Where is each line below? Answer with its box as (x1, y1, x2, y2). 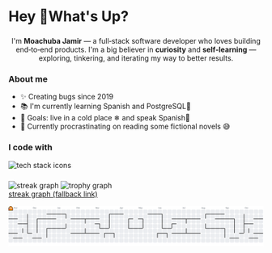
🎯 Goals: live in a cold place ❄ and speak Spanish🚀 (19, 113, 190, 123)
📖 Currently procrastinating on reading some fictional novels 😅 (19, 121, 231, 132)
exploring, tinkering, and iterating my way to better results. (38, 53, 234, 63)
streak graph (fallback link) (8, 189, 99, 199)
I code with (8, 141, 53, 153)
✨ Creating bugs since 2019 (19, 92, 114, 102)
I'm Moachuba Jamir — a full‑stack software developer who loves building (11, 36, 261, 46)
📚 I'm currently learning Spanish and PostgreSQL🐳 (19, 101, 192, 112)
